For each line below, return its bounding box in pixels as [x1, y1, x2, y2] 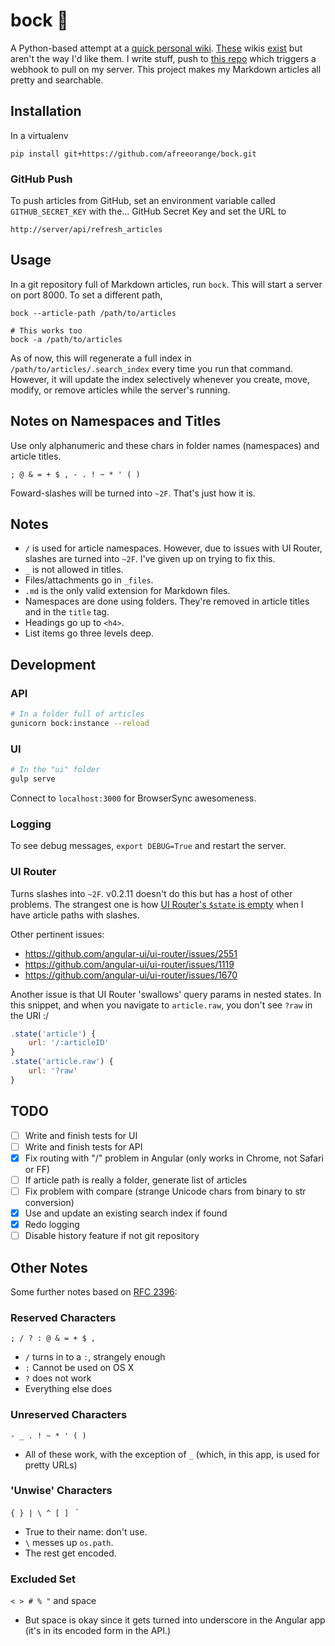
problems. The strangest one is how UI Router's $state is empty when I [10, 898, 304, 910]
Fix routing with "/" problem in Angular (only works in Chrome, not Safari [24, 1152, 324, 1164]
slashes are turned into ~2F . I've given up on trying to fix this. [24, 553, 276, 565]
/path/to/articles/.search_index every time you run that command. [10, 362, 293, 374]
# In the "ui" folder [10, 765, 101, 775]
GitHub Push [10, 172, 73, 186]
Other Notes [10, 1259, 88, 1276]
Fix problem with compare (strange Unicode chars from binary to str [24, 1185, 307, 1197]
